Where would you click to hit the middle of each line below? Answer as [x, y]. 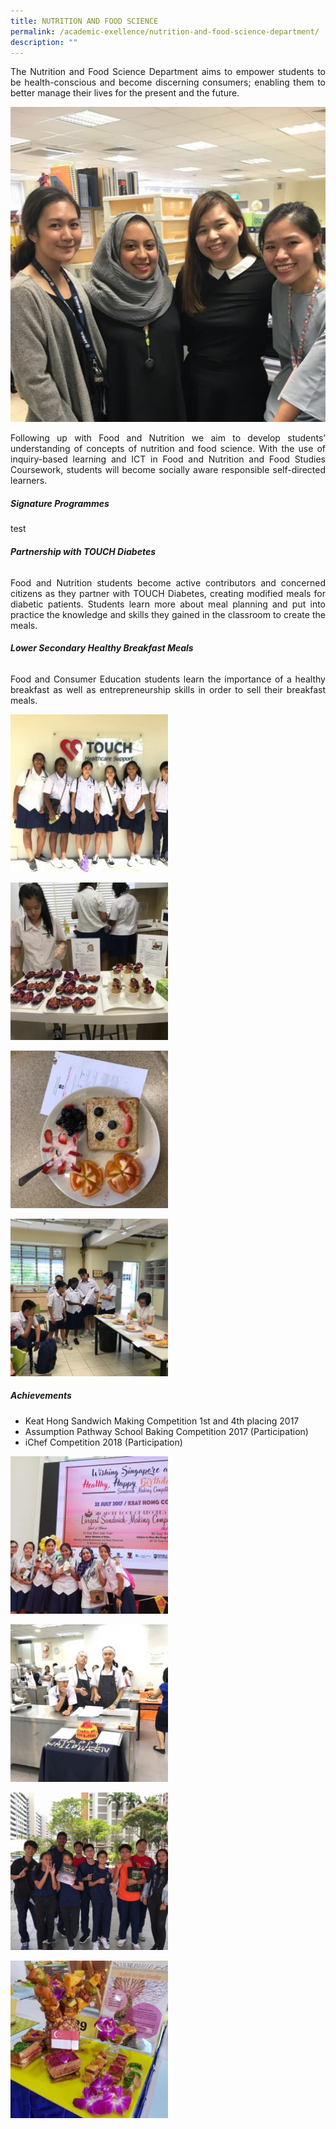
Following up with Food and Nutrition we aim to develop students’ [168, 438]
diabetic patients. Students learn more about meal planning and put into [168, 604]
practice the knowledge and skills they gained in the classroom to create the [168, 614]
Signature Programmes [60, 503]
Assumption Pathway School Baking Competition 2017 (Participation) [166, 1431]
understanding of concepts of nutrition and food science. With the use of [168, 449]
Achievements [41, 1396]
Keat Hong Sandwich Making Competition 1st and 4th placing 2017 [162, 1421]
